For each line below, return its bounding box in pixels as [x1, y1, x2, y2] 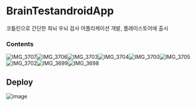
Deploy [6, 77, 33, 87]
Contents [6, 40, 34, 48]
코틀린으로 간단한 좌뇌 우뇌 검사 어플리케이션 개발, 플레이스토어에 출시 [6, 24, 169, 32]
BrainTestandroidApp [6, 4, 114, 18]
